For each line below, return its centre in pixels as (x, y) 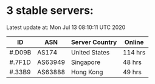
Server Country (94, 42)
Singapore (86, 62)
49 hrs (132, 72)
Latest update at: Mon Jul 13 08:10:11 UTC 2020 (66, 27)
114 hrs (134, 52)
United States (90, 52)
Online (134, 42)
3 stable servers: (50, 11)
